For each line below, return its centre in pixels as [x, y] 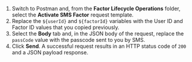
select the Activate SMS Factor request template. [73, 15]
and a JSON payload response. [50, 52]
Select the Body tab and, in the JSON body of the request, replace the [98, 34]
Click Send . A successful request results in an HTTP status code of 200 [99, 46]
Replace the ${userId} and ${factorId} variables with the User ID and [97, 21]
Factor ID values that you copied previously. [66, 27]
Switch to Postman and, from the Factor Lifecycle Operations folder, [96, 9]
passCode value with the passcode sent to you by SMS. [78, 40]
